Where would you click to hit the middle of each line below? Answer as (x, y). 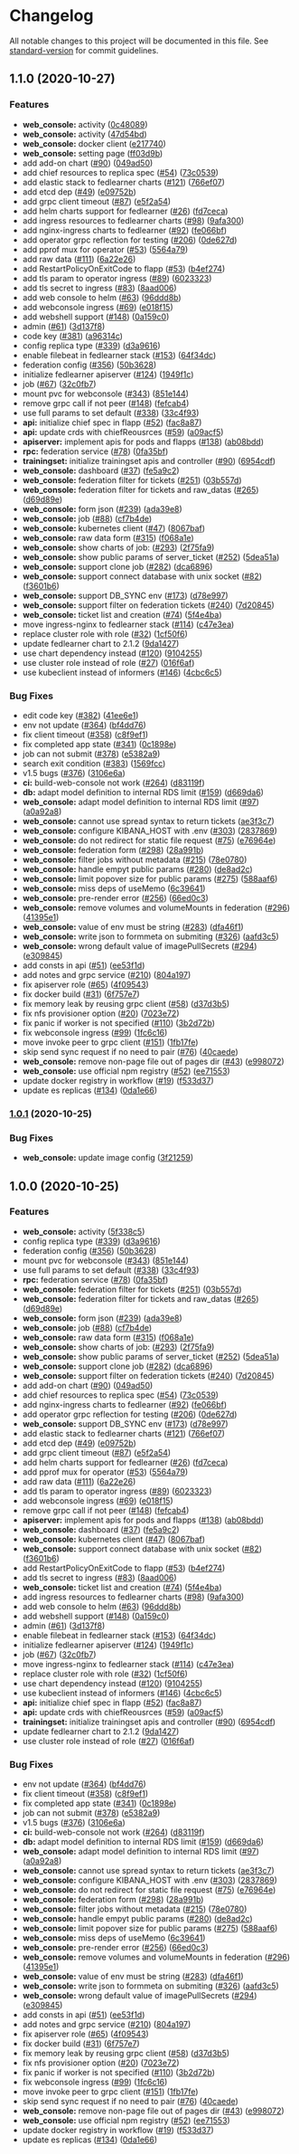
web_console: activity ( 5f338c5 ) (84, 1231)
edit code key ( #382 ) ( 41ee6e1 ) (80, 715)
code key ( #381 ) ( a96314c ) (73, 336)
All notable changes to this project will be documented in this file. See (139, 41)
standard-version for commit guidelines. (84, 50)
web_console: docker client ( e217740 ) (94, 143)
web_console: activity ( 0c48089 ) (85, 124)
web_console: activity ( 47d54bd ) (84, 134)
